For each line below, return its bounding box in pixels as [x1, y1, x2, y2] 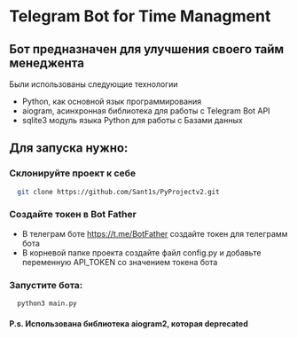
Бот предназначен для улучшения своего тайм [9, 42, 285, 57]
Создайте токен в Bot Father [9, 208, 137, 221]
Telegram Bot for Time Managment [9, 6, 271, 27]
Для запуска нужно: [9, 140, 129, 156]
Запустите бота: [9, 279, 83, 291]
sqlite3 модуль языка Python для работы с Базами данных [21, 115, 244, 125]
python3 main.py [17, 299, 77, 308]
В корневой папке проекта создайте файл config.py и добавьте [21, 247, 262, 258]
